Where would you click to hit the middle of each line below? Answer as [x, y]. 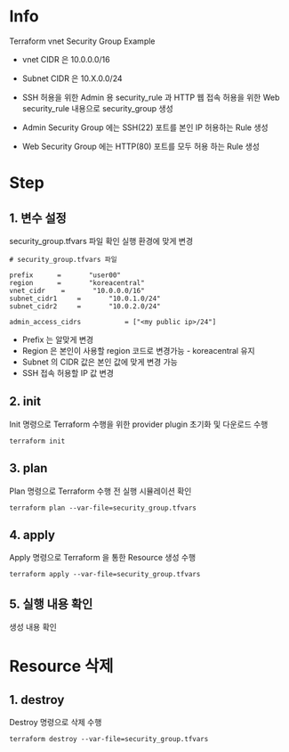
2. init [25, 401]
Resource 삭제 [61, 666]
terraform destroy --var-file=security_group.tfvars [109, 740]
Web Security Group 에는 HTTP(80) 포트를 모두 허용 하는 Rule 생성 [141, 146]
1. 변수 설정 [38, 218]
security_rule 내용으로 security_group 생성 [97, 108]
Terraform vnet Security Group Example [82, 41]
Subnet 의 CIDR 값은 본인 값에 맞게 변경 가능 [100, 362]
